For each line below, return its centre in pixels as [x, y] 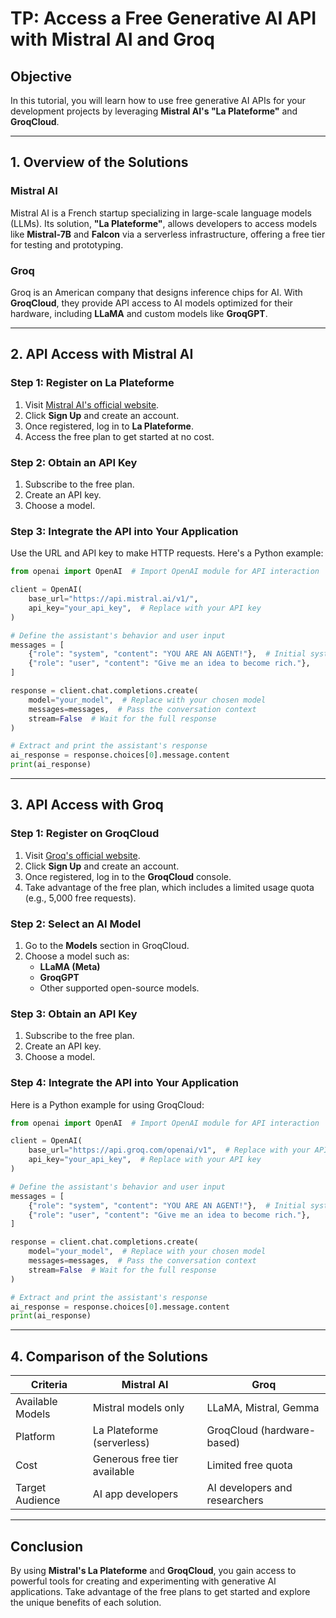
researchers [235, 1500]
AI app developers [135, 1494]
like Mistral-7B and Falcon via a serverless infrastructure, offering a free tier [168, 234]
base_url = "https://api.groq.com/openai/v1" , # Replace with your [169, 1150]
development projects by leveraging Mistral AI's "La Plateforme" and [154, 111]
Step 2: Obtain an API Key [74, 462]
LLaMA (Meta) [70, 966]
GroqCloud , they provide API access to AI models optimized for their [151, 303]
